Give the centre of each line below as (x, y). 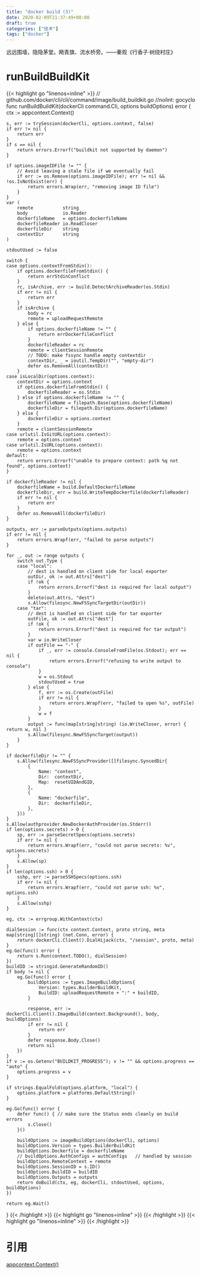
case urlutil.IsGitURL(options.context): (59, 435)
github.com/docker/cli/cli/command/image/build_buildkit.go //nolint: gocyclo (101, 100)
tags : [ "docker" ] (28, 34)
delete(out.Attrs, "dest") (61, 598)
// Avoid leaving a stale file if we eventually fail (85, 171)
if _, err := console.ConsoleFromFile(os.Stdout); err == (112, 651)
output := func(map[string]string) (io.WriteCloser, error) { (107, 724)
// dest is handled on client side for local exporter (98, 572)
